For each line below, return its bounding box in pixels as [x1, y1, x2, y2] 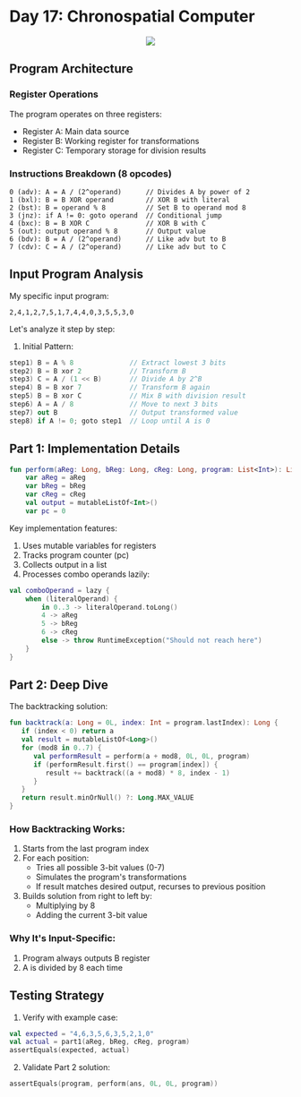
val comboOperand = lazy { [9, 586, 110, 595]
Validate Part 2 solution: [21, 1062, 110, 1073]
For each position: [21, 853, 90, 863]
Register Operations [9, 88, 99, 100]
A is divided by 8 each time [21, 962, 124, 973]
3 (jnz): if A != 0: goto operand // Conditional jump [9, 210, 222, 220]
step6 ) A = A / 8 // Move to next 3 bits [9, 400, 219, 409]
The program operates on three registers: [9, 108, 163, 119]
